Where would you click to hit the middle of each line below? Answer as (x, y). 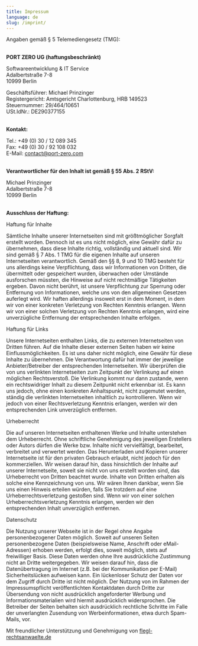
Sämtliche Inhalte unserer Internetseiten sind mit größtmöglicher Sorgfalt (95, 236)
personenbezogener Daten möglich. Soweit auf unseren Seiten (82, 538)
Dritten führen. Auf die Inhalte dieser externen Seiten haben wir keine (91, 347)
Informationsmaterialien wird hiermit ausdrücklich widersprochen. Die (91, 600)
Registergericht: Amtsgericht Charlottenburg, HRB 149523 (77, 99)
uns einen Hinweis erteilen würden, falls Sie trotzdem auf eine (82, 490)
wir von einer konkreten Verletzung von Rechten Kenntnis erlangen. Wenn (96, 305)
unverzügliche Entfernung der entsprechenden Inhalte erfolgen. (84, 318)
